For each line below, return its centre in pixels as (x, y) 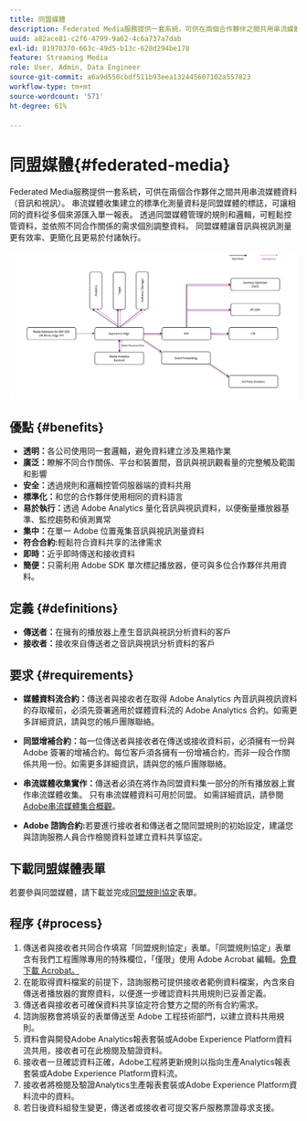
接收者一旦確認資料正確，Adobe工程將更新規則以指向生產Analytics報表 (156, 1062)
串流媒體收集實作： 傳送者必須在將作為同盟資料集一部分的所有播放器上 (155, 783)
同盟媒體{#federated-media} (120, 165)
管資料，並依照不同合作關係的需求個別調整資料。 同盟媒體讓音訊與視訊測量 (151, 226)
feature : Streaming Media (58, 58)
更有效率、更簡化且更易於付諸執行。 (78, 238)
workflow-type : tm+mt (51, 87)
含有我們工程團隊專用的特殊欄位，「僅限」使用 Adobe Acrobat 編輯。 (152, 958)
